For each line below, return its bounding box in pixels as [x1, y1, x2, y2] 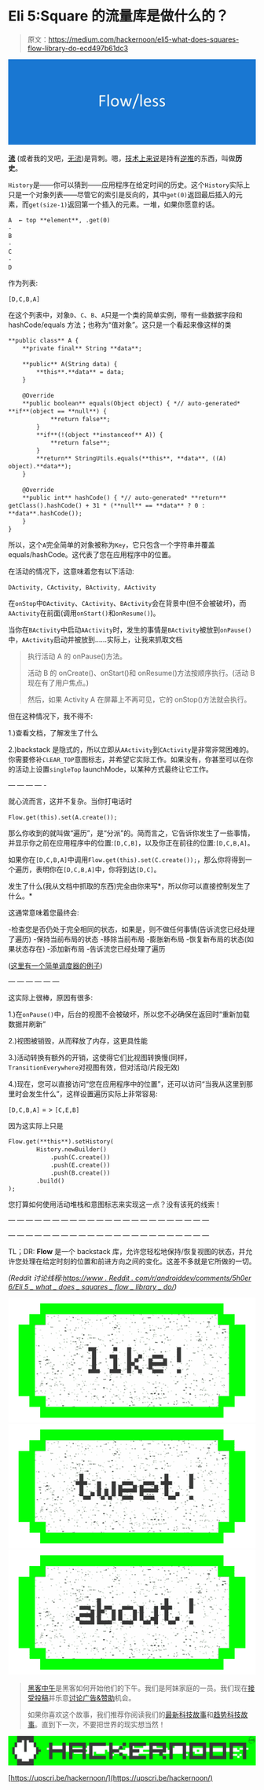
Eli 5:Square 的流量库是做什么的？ [8, 7, 229, 25]
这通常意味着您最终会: [8, 908, 80, 918]
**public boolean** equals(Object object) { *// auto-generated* [22, 400, 241, 408]
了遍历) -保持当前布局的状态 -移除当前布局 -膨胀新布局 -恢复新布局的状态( [8, 934, 247, 944]
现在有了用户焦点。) [27, 678, 89, 688]
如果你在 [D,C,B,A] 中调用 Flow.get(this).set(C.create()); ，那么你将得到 [8, 855, 246, 864]
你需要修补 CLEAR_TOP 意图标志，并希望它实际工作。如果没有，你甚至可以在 [8, 755, 247, 765]
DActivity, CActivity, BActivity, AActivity [8, 584, 156, 592]
